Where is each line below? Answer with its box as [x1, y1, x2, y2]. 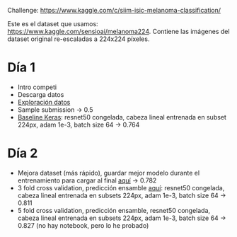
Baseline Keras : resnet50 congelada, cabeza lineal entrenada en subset [17, 112, 226, 121]
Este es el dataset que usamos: [7, 20, 98, 28]
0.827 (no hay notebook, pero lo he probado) [17, 221, 149, 229]
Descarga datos [17, 90, 64, 98]
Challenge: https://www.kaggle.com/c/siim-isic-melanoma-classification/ [7, 6, 221, 14]
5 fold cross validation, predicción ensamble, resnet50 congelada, [17, 206, 211, 214]
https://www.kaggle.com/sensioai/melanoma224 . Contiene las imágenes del [7, 28, 230, 35]
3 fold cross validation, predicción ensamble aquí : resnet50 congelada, [17, 183, 225, 192]
